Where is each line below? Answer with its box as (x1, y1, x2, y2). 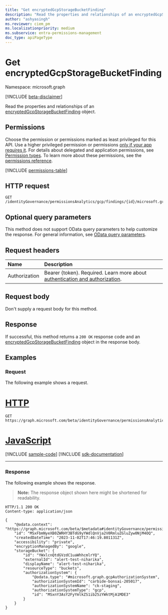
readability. (17, 494, 41, 500)
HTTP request (5, 182, 50, 190)
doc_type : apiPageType (5, 35, 52, 40)
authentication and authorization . (44, 275, 122, 282)
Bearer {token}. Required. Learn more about (44, 269, 146, 276)
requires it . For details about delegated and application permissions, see (5, 147, 154, 153)
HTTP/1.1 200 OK (5, 504, 39, 509)
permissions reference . (5, 157, 53, 163)
